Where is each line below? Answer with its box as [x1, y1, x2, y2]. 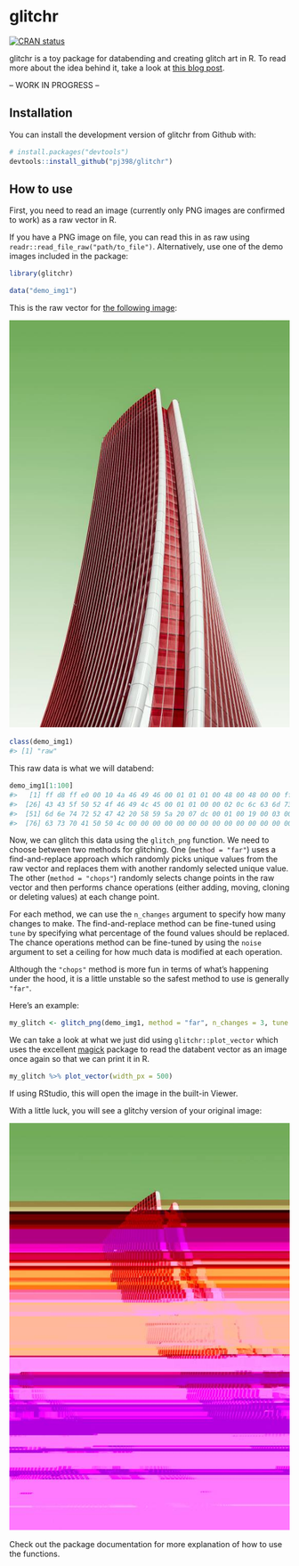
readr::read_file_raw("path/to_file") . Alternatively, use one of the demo [9, 241, 283, 252]
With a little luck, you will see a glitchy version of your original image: [9, 1105, 263, 1116]
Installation [9, 105, 73, 121]
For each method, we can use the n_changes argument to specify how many [9, 909, 287, 919]
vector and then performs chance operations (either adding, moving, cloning [9, 882, 290, 893]
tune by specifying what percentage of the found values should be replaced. [9, 928, 290, 939]
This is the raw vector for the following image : [9, 303, 178, 314]
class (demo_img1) [9, 738, 74, 746]
